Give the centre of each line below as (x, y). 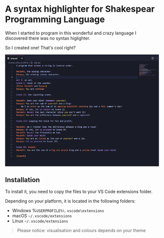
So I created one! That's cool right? (40, 48)
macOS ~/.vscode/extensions (42, 216)
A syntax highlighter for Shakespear (80, 9)
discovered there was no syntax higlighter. (48, 38)
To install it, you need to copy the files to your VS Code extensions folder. (79, 191)
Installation (22, 180)
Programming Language (55, 19)
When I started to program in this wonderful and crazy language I (71, 33)
